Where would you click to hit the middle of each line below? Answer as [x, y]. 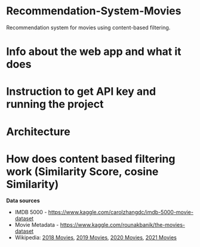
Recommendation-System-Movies [94, 11]
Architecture [38, 132]
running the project [55, 104]
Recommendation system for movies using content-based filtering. [88, 27]
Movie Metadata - [37, 225]
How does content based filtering [91, 159]
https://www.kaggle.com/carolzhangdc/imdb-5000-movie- [121, 212]
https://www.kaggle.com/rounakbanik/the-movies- [122, 225]
